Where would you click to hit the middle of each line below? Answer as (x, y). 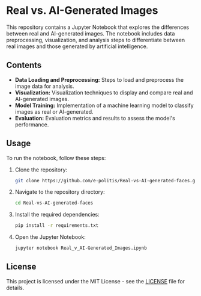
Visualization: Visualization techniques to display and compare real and (104, 92)
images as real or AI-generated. (54, 111)
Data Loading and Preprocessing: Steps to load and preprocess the (99, 79)
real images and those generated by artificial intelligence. (77, 46)
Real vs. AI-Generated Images (82, 11)
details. (15, 288)
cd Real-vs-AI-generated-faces (54, 203)
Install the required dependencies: (57, 215)
